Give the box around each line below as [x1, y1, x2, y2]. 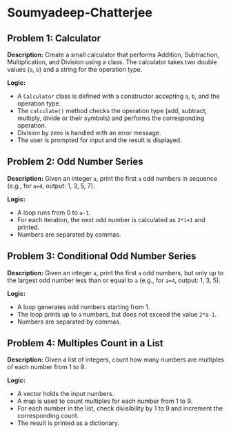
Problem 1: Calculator [7, 32, 101, 44]
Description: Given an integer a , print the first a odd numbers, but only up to [7, 268, 224, 277]
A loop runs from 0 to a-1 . [17, 208, 91, 217]
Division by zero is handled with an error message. [17, 129, 161, 137]
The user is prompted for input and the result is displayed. [17, 136, 182, 144]
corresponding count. [17, 412, 79, 420]
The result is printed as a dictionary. [17, 419, 119, 427]
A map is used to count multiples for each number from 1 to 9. [17, 397, 193, 405]
